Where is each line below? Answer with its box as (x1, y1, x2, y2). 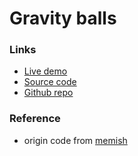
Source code (23, 76, 77, 88)
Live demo (23, 65, 68, 77)
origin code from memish (23, 134, 128, 146)
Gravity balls (9, 7, 117, 30)
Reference (9, 112, 61, 126)
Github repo (23, 87, 74, 99)
